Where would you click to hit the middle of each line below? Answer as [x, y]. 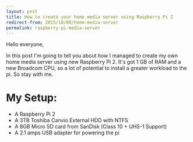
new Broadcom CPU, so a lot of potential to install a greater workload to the [97, 68]
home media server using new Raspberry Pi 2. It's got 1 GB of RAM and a [94, 62]
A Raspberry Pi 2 [35, 114]
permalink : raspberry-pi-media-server [53, 28]
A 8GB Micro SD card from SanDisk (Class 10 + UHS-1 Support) [91, 127]
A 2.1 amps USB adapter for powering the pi [67, 133]
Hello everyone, [25, 44]
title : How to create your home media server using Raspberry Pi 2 [90, 17]
